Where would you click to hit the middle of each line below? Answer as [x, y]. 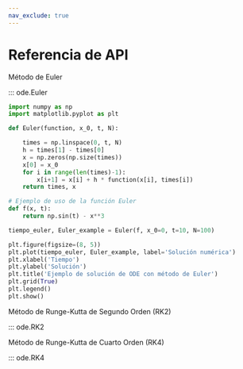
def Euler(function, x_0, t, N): [64, 129]
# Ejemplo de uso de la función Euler [72, 202]
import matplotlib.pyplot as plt [64, 114]
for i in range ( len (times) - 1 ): [74, 172]
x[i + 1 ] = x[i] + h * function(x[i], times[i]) [115, 179]
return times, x [50, 187]
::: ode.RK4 [27, 357]
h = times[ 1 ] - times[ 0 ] [64, 150]
